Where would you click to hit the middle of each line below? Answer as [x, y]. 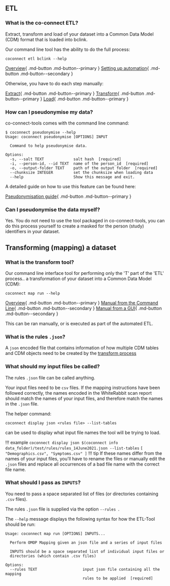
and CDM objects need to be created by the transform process [71, 353]
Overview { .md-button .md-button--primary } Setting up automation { [77, 68]
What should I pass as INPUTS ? [43, 482]
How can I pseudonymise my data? [49, 112]
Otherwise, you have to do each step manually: [55, 83]
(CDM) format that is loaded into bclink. [46, 39]
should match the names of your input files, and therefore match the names [84, 398]
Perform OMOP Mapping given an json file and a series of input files [86, 543]
